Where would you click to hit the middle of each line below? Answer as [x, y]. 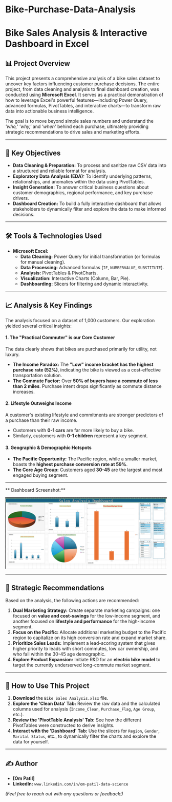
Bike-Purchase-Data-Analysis [70, 10]
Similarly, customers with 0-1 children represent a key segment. [80, 436]
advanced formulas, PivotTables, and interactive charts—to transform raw [83, 106]
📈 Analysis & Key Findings [49, 305]
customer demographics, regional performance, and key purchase [83, 193]
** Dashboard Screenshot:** [35, 490]
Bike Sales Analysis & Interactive [76, 33]
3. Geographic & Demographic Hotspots [49, 447]
